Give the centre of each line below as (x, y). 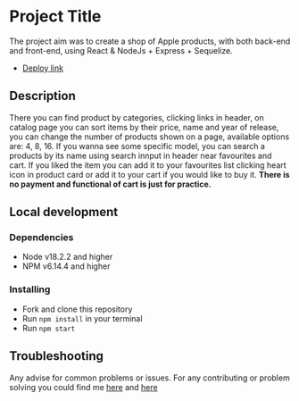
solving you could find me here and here (83, 387)
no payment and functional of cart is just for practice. (110, 184)
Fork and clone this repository (77, 309)
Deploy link (43, 68)
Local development (64, 212)
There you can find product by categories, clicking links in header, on (137, 117)
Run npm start (49, 328)
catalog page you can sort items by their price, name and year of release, (144, 127)
